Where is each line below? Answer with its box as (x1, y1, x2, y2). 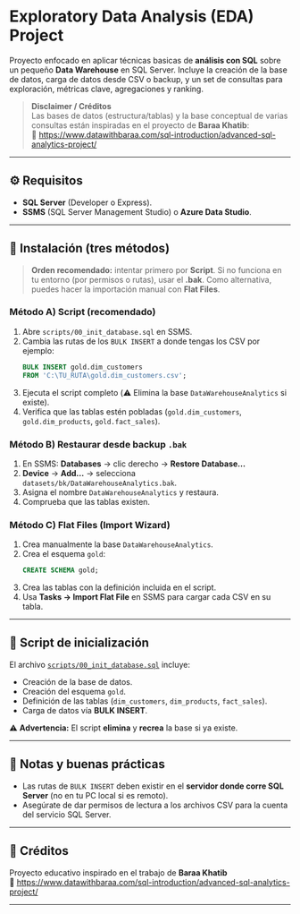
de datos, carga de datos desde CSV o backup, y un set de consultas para (9, 73, 283, 84)
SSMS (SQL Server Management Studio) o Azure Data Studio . (21, 206, 252, 217)
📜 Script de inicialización (9, 636, 150, 651)
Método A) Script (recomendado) (9, 306, 156, 319)
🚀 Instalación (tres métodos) (9, 241, 171, 256)
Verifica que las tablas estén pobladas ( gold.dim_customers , (21, 406, 243, 417)
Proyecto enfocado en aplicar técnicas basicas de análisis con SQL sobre (9, 55, 281, 65)
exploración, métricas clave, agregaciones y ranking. (9, 83, 204, 94)
